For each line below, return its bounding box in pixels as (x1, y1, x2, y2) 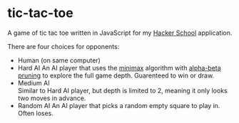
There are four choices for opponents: (7, 42, 120, 50)
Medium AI (17, 78, 50, 87)
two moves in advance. (17, 94, 86, 102)
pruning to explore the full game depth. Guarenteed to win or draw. (17, 71, 215, 80)
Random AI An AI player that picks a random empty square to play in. (17, 101, 220, 109)
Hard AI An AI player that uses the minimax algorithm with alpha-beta (17, 63, 221, 72)
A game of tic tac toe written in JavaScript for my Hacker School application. (7, 28, 233, 37)
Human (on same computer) (17, 55, 101, 65)
